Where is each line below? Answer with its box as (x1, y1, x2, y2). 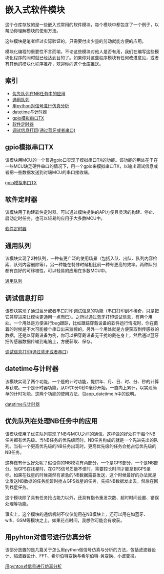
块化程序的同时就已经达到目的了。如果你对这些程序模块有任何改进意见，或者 (5, 54, 159, 60)
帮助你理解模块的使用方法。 (5, 27, 61, 33)
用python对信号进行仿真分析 (12, 102, 69, 108)
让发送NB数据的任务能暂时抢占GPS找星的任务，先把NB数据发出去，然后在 (5, 478, 154, 484)
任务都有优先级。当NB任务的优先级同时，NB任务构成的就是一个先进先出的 (5, 437, 154, 443)
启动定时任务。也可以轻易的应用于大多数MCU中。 (5, 215, 105, 221)
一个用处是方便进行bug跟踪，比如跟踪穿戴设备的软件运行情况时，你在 (13, 320, 154, 326)
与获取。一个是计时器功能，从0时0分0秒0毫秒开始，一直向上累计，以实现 (5, 384, 153, 390)
